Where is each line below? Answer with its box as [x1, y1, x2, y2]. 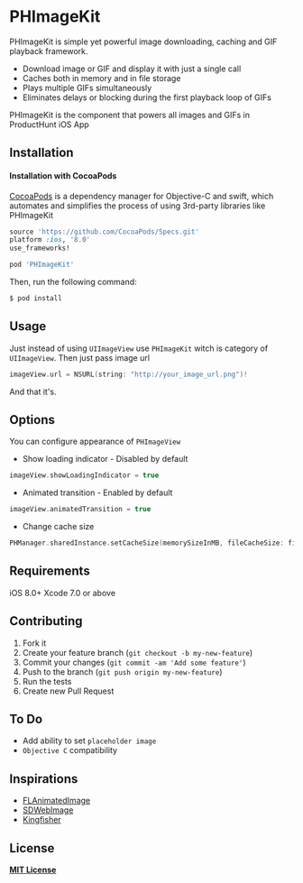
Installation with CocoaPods [9, 170, 117, 181]
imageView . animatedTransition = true [9, 505, 151, 514]
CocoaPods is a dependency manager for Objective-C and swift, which [9, 190, 274, 201]
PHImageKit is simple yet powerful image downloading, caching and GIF [9, 36, 278, 47]
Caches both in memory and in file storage [22, 72, 181, 83]
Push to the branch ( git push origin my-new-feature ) [22, 666, 223, 677]
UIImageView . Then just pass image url [9, 352, 151, 363]
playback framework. [9, 45, 88, 56]
